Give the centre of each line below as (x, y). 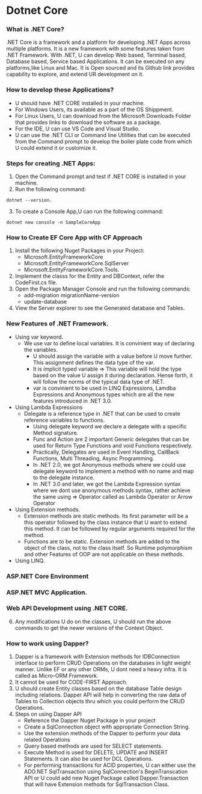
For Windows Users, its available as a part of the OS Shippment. (94, 109)
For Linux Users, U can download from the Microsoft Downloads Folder (103, 115)
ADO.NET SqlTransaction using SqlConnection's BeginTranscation (106, 772)
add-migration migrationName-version (72, 295)
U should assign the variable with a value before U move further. (112, 356)
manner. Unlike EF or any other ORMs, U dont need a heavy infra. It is (101, 669)
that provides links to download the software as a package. (88, 122)
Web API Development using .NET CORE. (67, 608)
